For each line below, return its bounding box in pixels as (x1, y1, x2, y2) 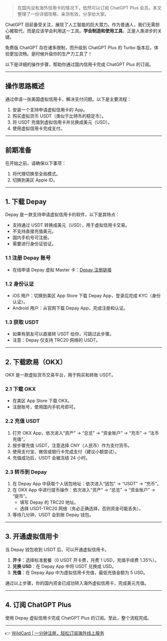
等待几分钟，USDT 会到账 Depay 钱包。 (12, 512, 94, 518)
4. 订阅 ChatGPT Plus (5, 601, 72, 609)
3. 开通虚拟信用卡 (5, 532, 59, 541)
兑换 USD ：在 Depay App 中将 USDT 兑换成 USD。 (12, 563, 117, 569)
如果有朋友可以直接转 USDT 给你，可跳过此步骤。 (12, 331, 114, 337)
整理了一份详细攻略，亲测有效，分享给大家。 (17, 11, 109, 17)
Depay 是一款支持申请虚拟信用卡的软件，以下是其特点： (5, 211, 120, 218)
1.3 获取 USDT (5, 318, 39, 325)
